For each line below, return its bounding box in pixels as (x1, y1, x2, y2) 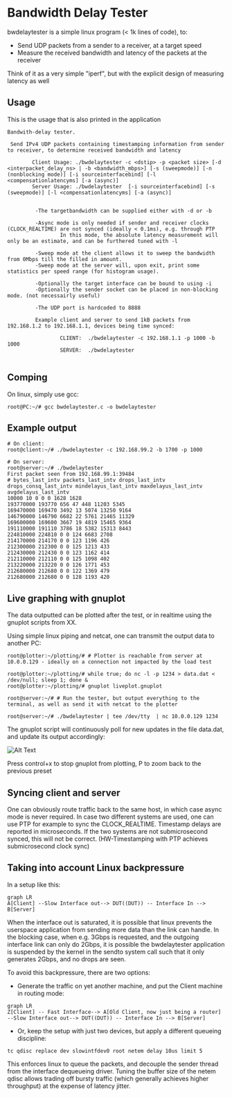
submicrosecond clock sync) (7, 842, 90, 850)
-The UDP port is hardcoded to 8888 (35, 304, 141, 311)
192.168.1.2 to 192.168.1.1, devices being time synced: (7, 322, 175, 330)
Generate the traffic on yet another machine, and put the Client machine (17, 981, 223, 990)
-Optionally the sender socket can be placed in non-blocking (35, 286, 218, 293)
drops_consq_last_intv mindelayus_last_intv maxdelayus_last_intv (7, 483, 203, 490)
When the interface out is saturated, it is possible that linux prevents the (7, 918, 213, 926)
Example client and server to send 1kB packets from (35, 316, 190, 323)
